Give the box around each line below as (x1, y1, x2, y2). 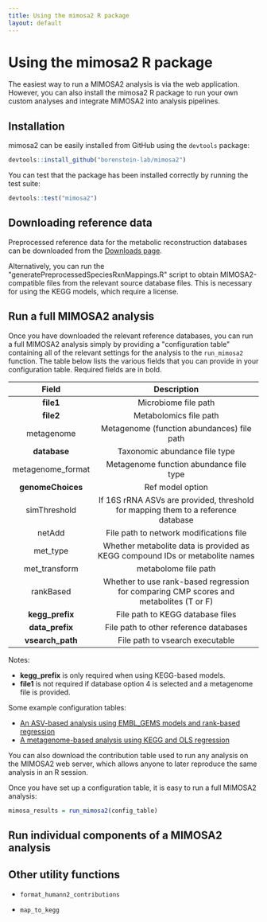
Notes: (8, 655, 30, 664)
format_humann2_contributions (19, 890, 121, 899)
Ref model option (144, 481, 209, 492)
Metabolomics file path (133, 410, 219, 421)
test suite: (8, 179, 41, 189)
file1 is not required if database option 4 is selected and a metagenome (19, 679, 253, 688)
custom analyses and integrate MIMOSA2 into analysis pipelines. (8, 96, 221, 106)
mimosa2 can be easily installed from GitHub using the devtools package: (8, 141, 250, 150)
